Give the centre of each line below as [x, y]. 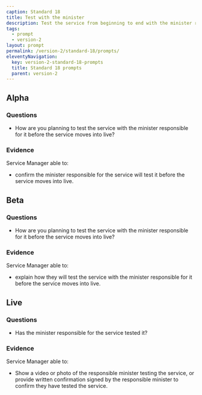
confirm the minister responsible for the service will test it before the [100, 175]
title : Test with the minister [45, 17]
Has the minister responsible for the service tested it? [81, 332]
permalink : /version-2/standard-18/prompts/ [63, 51]
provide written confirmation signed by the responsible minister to [96, 379]
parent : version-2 [35, 73]
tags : [13, 29]
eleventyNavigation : [32, 57]
